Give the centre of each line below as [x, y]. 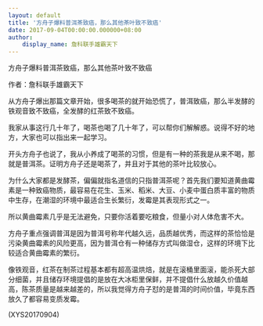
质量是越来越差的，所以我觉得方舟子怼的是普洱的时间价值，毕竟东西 [145, 289]
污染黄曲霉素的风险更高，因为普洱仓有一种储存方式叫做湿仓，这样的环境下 [128, 243]
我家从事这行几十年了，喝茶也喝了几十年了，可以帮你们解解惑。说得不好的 [128, 128]
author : [21, 37]
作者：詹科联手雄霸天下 [46, 85]
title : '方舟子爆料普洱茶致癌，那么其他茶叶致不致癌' [85, 23]
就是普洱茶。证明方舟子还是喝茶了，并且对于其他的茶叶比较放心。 [114, 164]
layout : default [34, 15]
